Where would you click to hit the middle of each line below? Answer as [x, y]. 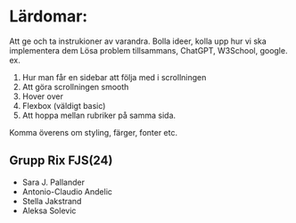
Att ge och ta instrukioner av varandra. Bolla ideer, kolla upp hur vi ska [138, 41]
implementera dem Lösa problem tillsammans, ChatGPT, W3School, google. [148, 50]
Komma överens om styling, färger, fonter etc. [94, 132]
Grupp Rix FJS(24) [61, 161]
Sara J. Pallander [53, 182]
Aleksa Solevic [49, 211]
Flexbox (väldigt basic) [64, 105]
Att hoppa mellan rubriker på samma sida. [99, 115]
